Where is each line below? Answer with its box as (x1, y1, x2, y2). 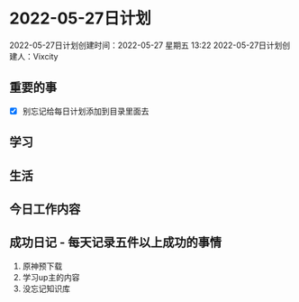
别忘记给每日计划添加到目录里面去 (22, 105, 149, 116)
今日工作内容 (9, 201, 81, 216)
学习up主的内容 (22, 271, 80, 282)
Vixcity (32, 50, 59, 61)
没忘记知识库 (22, 283, 70, 294)
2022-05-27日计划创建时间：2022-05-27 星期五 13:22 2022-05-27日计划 (9, 40, 283, 50)
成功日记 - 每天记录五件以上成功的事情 (9, 235, 222, 251)
